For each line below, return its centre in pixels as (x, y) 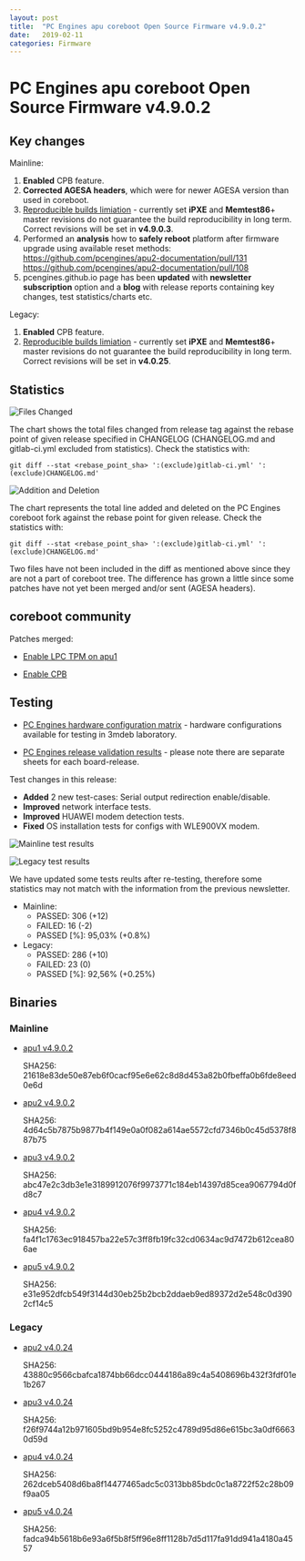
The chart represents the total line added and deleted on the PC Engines (145, 508)
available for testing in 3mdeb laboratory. (100, 734)
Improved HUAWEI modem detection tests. (103, 816)
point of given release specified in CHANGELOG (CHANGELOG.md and (142, 439)
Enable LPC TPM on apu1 (70, 656)
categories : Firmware (51, 43)
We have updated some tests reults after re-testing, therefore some (136, 879)
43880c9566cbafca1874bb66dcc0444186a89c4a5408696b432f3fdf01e (159, 1374)
